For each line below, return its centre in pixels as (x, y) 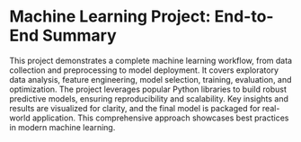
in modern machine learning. (62, 127)
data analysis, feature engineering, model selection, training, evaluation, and (150, 79)
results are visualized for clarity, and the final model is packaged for (135, 108)
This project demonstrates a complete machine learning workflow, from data (151, 60)
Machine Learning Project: (110, 17)
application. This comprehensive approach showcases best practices (160, 118)
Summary (79, 35)
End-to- (244, 17)
